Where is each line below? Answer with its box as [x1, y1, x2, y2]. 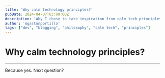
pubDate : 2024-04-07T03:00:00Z [5, 12, 69, 17]
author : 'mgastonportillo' [5, 21, 60, 26]
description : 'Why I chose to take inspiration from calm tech [5, 16, 137, 21]
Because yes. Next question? [5, 67, 64, 74]
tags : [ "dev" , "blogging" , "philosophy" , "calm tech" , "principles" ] [5, 26, 151, 30]
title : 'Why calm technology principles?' [5, 7, 93, 12]
